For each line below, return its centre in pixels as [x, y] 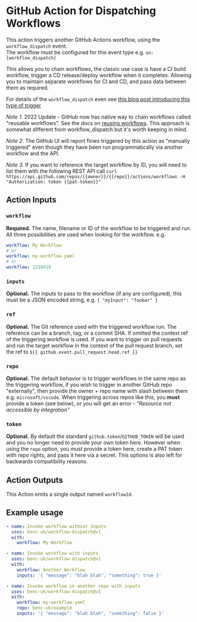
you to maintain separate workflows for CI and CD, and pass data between [96, 81]
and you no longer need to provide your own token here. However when [93, 443]
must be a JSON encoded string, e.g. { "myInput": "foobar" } [82, 300]
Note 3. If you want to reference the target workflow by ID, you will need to [96, 165]
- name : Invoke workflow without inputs [56, 526]
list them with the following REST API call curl [62, 171]
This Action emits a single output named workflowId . [70, 494]
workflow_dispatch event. [37, 46]
